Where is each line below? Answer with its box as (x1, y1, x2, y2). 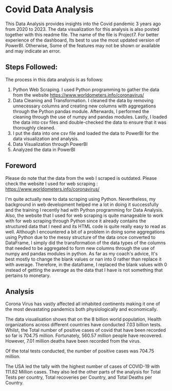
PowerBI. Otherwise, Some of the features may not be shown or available (5, 42, 160, 48)
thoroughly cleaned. (12, 124, 55, 131)
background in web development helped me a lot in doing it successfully (5, 201, 159, 208)
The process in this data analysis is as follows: (5, 76, 104, 83)
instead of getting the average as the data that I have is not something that (5, 267, 163, 273)
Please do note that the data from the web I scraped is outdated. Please (5, 175, 157, 181)
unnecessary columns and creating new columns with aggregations (12, 103, 157, 109)
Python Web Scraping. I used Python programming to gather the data (12, 86, 160, 92)
